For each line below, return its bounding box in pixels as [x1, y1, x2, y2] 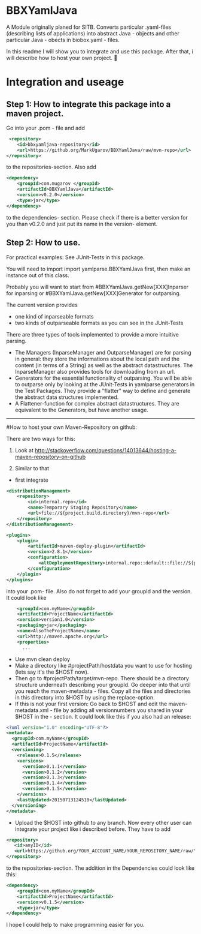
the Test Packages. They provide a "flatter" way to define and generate [14, 387, 191, 394]
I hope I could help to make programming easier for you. [6, 921, 145, 929]
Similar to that [14, 464, 50, 471]
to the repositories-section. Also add [6, 163, 97, 171]
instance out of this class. [6, 271, 70, 279]
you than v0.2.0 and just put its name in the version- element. [6, 220, 158, 227]
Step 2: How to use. [6, 238, 81, 248]
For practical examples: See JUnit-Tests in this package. [6, 253, 145, 261]
